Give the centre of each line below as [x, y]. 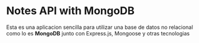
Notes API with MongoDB [71, 11]
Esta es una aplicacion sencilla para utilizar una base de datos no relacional [100, 27]
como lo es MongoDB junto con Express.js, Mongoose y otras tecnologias [98, 33]
